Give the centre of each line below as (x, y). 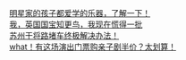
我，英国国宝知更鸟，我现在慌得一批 (76, 24)
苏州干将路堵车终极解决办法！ (64, 35)
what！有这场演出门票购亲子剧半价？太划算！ (93, 47)
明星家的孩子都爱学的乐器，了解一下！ (80, 13)
